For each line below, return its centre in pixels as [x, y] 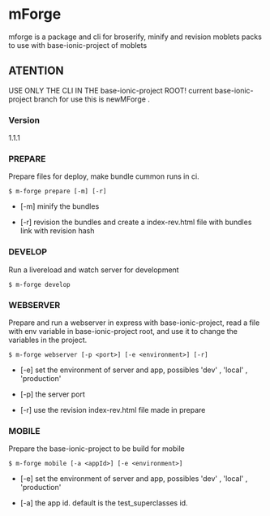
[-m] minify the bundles [60, 206]
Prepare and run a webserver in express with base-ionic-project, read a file [134, 323]
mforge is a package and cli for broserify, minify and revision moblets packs [135, 37]
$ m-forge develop [39, 284]
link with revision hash [57, 231]
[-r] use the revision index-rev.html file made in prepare [113, 410]
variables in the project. [48, 340]
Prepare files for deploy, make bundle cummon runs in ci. [104, 176]
